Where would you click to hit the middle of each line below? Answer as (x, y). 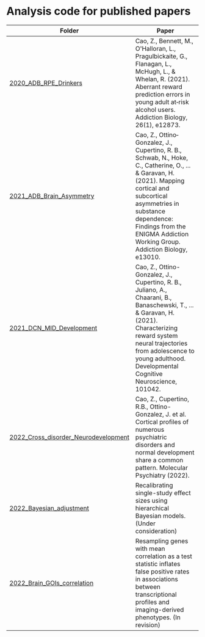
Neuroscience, (156, 381)
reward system (156, 335)
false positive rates (162, 571)
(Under (145, 523)
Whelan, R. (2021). (163, 79)
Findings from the (160, 226)
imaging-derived (160, 610)
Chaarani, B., (153, 297)
